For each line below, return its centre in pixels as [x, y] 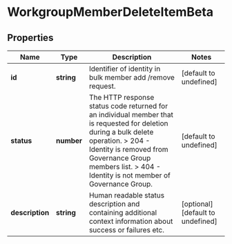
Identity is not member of [129, 175]
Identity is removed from [128, 149]
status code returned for [128, 106]
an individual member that [131, 115]
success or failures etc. [126, 230]
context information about [131, 221]
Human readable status [126, 195]
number [69, 141]
